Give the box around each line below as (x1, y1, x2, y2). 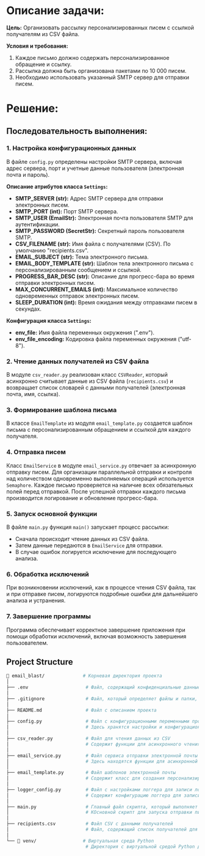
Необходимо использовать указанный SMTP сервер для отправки (15, 73, 190, 81)
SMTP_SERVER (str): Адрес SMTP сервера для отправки (15, 194, 164, 202)
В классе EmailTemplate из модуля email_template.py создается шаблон (6, 419, 193, 427)
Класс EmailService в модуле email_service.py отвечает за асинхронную (6, 462, 196, 469)
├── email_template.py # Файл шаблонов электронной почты (6, 770, 176, 776)
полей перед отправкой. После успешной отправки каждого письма (6, 487, 186, 495)
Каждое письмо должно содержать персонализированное (15, 54, 170, 61)
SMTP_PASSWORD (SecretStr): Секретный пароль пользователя (15, 227, 185, 234)
